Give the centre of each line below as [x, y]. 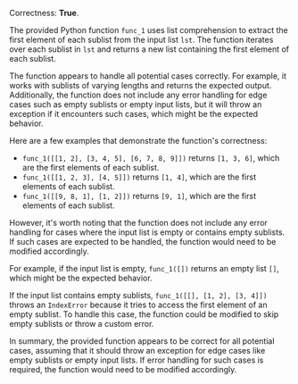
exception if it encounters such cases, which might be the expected [134, 114]
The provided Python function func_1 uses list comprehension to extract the [149, 30]
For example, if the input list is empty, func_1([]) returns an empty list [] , [144, 268]
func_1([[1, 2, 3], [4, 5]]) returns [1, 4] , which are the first [139, 177]
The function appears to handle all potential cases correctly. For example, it [148, 76]
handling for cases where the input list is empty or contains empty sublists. [147, 232]
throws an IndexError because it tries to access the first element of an [138, 305]
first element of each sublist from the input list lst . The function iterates [141, 40]
